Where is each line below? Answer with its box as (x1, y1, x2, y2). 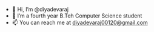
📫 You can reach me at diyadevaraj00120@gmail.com (12, 19, 148, 26)
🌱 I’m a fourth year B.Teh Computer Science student (12, 12, 142, 19)
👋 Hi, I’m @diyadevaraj (12, 6, 69, 13)
